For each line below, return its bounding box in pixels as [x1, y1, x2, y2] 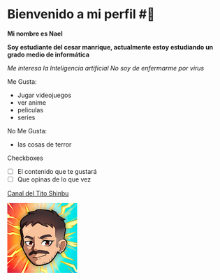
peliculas [17, 105, 44, 114]
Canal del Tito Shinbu [7, 189, 69, 198]
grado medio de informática [7, 50, 89, 59]
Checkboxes [7, 154, 43, 162]
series [17, 113, 36, 121]
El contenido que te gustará [17, 167, 97, 175]
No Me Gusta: [7, 126, 47, 135]
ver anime [17, 98, 47, 107]
